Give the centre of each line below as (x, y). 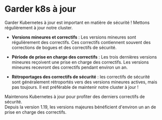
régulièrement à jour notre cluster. (39, 27)
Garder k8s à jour (40, 9)
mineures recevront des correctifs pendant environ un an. (70, 67)
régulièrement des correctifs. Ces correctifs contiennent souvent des (81, 42)
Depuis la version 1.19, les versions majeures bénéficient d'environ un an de (81, 107)
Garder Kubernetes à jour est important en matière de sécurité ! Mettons (77, 22)
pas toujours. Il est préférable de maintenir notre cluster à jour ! (75, 87)
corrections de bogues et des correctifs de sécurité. (64, 47)
